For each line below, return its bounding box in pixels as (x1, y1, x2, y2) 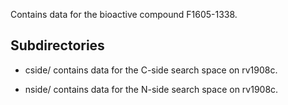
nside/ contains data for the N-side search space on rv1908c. (24, 83, 279, 95)
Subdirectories (10, 37, 105, 54)
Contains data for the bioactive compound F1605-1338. (10, 9, 238, 20)
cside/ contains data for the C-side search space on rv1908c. (24, 64, 278, 76)
